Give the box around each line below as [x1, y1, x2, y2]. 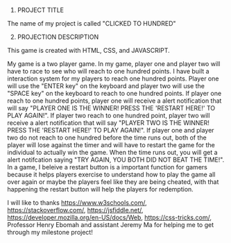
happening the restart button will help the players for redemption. [7, 185, 194, 193]
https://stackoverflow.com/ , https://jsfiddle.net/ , [7, 206, 144, 214]
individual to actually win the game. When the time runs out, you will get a [7, 149, 218, 156]
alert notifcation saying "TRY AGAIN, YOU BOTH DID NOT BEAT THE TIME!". [7, 156, 225, 164]
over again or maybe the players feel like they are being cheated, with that [7, 178, 219, 186]
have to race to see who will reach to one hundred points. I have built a [7, 67, 209, 75]
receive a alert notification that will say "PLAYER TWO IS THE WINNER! [7, 119, 210, 127]
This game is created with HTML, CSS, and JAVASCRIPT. [7, 47, 170, 54]
